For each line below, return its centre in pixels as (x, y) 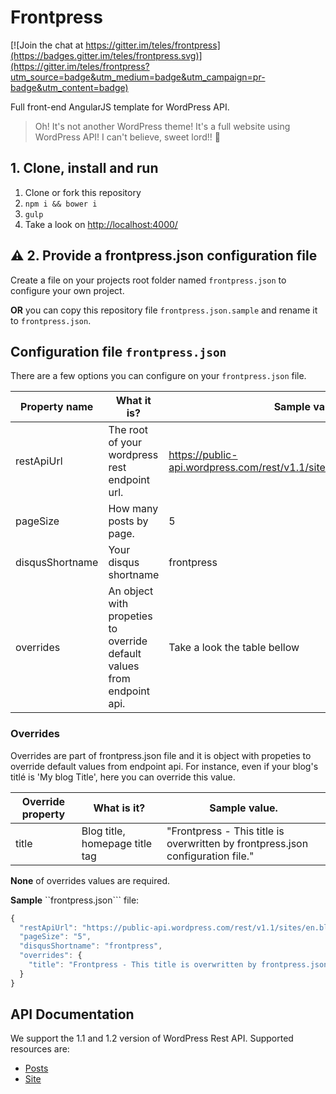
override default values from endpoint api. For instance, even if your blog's (164, 766)
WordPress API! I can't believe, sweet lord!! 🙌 (127, 137)
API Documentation (72, 1014)
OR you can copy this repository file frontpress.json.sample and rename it (164, 310)
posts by (128, 521)
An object (131, 591)
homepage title (117, 843)
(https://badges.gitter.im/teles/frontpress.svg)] (106, 55)
